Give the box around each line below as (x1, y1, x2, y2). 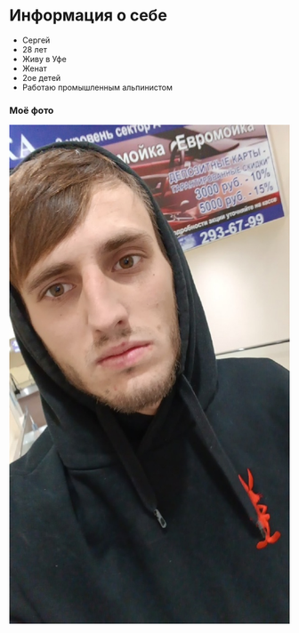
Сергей (21, 35, 51, 45)
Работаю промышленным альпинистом (21, 82, 174, 92)
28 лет (21, 44, 47, 54)
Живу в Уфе (21, 53, 67, 64)
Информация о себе (9, 5, 167, 26)
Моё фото (9, 104, 54, 116)
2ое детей (21, 72, 61, 83)
